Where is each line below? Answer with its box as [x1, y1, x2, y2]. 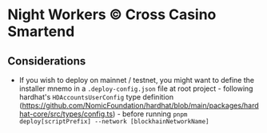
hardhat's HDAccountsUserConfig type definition [18, 92, 173, 101]
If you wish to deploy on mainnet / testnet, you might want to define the [18, 76, 255, 84]
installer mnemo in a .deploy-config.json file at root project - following [18, 84, 253, 93]
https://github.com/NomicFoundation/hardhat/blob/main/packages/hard [22, 101, 259, 110]
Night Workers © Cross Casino [7, 6, 217, 24]
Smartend [7, 22, 75, 41]
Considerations [7, 54, 86, 68]
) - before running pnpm [112, 109, 188, 119]
